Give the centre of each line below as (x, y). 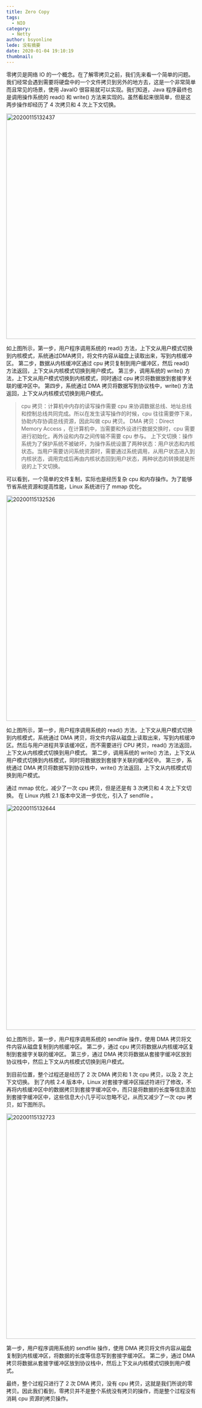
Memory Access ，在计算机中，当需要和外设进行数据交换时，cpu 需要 (108, 428)
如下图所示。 (32, 1104)
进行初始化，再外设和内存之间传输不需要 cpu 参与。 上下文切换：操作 (107, 436)
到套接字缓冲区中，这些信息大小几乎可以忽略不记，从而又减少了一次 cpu (96, 1097)
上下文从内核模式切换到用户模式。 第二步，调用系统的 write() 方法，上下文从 (101, 752)
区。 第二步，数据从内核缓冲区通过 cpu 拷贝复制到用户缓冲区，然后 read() (98, 363)
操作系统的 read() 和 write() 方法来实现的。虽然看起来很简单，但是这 (106, 97)
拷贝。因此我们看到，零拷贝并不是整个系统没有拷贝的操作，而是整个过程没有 (101, 1391)
